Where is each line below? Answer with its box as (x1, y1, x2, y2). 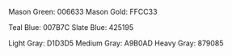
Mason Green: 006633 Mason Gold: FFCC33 (8, 7, 158, 16)
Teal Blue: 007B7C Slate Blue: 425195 (8, 23, 134, 32)
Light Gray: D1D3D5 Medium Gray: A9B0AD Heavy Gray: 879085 (8, 38, 224, 48)
